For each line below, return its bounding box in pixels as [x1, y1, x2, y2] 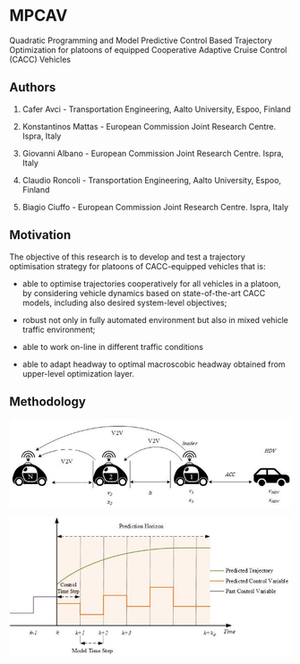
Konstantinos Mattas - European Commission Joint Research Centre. [21, 121, 276, 132]
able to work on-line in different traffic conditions [21, 341, 204, 352]
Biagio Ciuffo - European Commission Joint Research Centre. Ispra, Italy [21, 201, 289, 212]
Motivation [9, 227, 72, 243]
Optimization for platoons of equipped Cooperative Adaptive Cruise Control [9, 44, 287, 55]
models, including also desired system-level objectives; [21, 297, 227, 308]
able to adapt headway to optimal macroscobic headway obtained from [21, 359, 286, 370]
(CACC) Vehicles [9, 54, 72, 64]
